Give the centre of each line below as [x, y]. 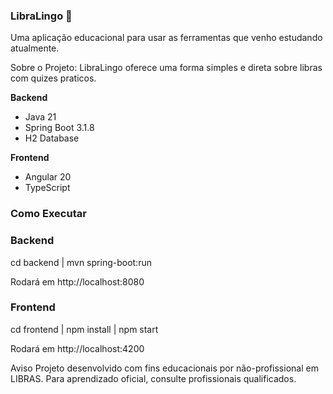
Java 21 [40, 117]
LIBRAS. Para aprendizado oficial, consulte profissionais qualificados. [153, 378]
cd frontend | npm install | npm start [84, 329]
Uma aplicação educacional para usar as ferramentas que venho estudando [166, 38]
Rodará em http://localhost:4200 [77, 348]
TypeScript [47, 188]
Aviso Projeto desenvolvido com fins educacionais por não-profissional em [164, 368]
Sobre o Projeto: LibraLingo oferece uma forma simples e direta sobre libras [166, 68]
